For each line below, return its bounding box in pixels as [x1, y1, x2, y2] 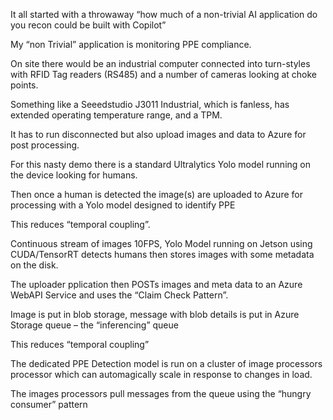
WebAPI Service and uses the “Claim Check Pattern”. [10, 289, 229, 301]
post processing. [10, 139, 80, 151]
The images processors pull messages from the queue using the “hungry [10, 388, 312, 399]
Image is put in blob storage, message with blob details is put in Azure [10, 309, 300, 320]
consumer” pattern [10, 399, 88, 410]
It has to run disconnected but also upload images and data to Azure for [10, 129, 307, 140]
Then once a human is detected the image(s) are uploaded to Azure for [10, 189, 303, 200]
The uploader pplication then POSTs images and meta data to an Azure [10, 279, 303, 290]
